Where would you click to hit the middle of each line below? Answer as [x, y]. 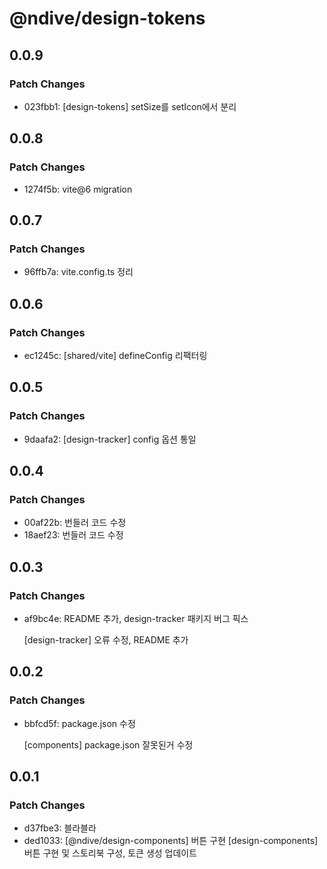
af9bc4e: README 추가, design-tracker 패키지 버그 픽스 [136, 618]
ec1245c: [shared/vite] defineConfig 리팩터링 [115, 355]
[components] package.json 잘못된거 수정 [108, 744]
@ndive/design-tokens [107, 18]
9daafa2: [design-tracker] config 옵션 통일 [110, 439]
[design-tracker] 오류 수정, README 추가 [106, 640]
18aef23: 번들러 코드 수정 [73, 535]
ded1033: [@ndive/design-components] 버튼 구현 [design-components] [171, 841]
